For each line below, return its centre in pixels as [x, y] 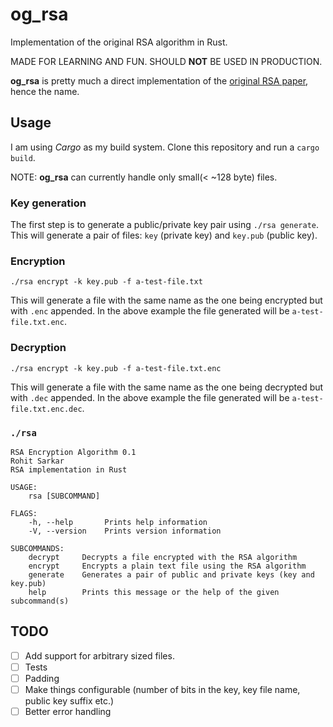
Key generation [48, 203]
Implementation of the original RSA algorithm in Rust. [119, 42]
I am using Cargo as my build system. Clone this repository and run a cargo [165, 147]
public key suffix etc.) [69, 701]
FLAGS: [24, 513]
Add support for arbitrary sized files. [99, 655]
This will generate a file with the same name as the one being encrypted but [166, 300]
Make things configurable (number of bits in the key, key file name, [162, 689]
